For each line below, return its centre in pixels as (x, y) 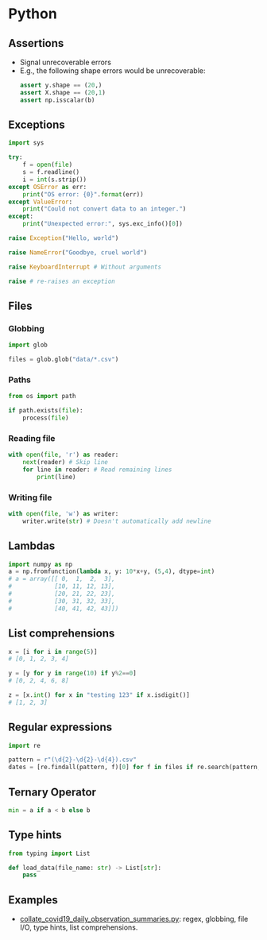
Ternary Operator (52, 792)
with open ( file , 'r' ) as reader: (64, 455)
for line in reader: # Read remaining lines (97, 470)
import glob (28, 345)
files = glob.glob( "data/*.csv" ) (64, 360)
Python (33, 14)
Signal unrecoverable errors (65, 62)
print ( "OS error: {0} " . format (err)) (83, 194)
